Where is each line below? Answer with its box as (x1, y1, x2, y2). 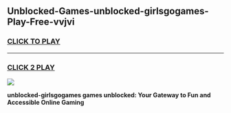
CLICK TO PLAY (7, 37, 60, 47)
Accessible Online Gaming (7, 98, 85, 106)
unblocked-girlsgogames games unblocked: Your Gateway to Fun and (7, 90, 211, 99)
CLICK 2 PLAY (7, 62, 55, 72)
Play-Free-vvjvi (7, 16, 75, 28)
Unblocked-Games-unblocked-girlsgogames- (7, 5, 209, 17)
